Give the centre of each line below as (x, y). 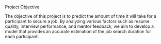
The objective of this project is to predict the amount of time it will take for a (81, 16)
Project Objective (22, 7)
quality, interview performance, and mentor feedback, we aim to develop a (80, 26)
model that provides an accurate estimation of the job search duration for (78, 31)
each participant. (22, 36)
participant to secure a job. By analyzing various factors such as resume (77, 21)
